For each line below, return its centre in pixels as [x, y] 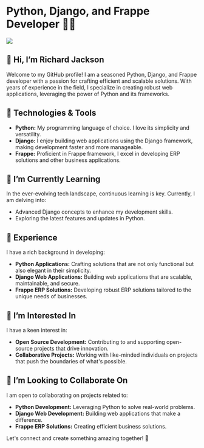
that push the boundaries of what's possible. [71, 361]
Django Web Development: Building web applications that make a [98, 413]
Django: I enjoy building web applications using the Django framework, [104, 141]
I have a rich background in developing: [56, 252]
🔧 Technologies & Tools [51, 113]
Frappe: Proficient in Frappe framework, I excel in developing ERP [97, 153]
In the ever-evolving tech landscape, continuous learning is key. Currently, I [101, 194]
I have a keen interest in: [37, 330]
